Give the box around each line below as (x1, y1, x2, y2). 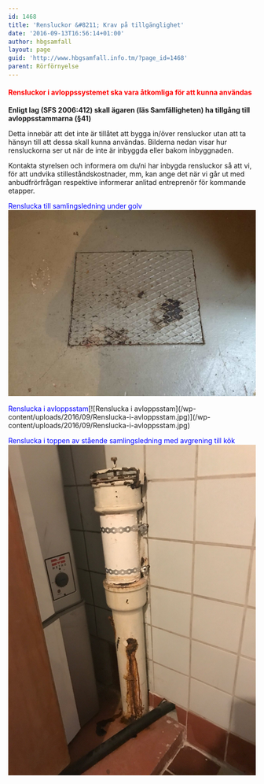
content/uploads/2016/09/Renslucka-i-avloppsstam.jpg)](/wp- (8, 412, 211, 422)
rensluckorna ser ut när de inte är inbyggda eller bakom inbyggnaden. (8, 146, 234, 155)
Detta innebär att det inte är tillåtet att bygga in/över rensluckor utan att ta (8, 129, 246, 139)
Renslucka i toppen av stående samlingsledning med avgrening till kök (8, 436, 236, 446)
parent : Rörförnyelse (8, 63, 79, 71)
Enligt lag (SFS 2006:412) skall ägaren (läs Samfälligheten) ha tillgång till (8, 105, 251, 115)
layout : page (8, 46, 51, 54)
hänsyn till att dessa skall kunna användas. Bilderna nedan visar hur (8, 138, 228, 147)
